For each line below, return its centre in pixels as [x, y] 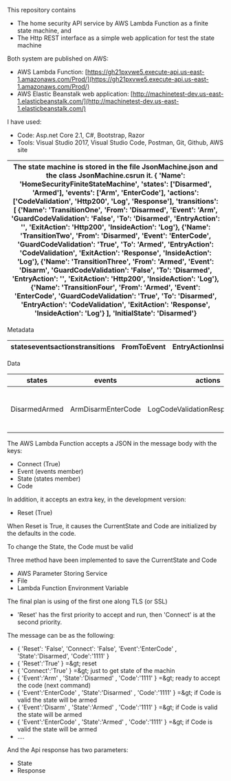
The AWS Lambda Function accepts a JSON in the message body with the [112, 443]
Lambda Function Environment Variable [73, 588]
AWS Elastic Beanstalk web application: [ [75, 94]
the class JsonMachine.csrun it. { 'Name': [115, 175]
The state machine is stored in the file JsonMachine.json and [115, 167]
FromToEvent [144, 347]
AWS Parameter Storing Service [62, 573]
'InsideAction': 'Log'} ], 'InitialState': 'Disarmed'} [115, 313]
